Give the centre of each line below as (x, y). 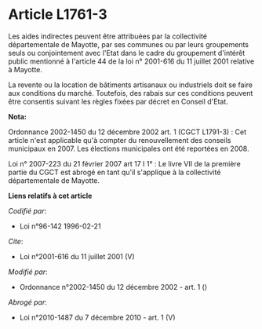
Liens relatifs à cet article (50, 196)
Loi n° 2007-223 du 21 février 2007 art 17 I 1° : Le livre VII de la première (124, 163)
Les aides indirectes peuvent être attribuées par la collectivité (108, 36)
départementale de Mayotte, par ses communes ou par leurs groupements (129, 44)
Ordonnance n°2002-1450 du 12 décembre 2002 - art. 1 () (113, 287)
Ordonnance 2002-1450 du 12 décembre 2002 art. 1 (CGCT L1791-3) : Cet (127, 132)
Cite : (16, 241)
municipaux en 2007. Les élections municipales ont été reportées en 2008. (129, 148)
